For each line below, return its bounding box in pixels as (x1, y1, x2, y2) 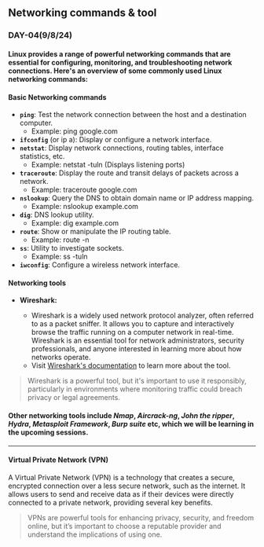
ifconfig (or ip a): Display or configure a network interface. (19, 135, 212, 145)
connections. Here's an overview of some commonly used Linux (8, 66, 222, 75)
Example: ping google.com (31, 127, 118, 136)
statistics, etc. (19, 152, 65, 161)
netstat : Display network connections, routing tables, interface (19, 143, 224, 152)
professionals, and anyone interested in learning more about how (31, 344, 242, 354)
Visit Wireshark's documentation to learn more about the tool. (31, 361, 231, 370)
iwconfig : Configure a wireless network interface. (19, 260, 181, 270)
